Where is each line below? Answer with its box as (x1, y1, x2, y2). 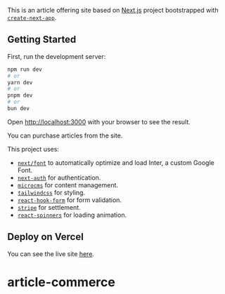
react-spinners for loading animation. (17, 211, 127, 219)
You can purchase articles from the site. (7, 131, 123, 140)
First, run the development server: (7, 52, 106, 60)
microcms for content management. (17, 180, 118, 189)
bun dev (7, 105, 30, 112)
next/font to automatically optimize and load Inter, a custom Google (17, 158, 214, 167)
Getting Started (7, 34, 77, 46)
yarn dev (7, 79, 33, 86)
